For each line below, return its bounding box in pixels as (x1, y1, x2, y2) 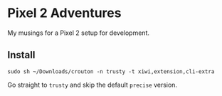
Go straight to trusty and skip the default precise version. (7, 80, 178, 89)
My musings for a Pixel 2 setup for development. (7, 28, 150, 37)
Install (7, 49, 36, 61)
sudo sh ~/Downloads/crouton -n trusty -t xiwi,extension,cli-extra (7, 68, 215, 75)
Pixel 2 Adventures (7, 5, 122, 21)
